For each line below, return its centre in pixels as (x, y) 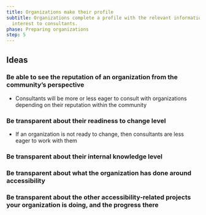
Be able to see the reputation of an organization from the (92, 77)
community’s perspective (45, 85)
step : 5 (16, 35)
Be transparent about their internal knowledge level (84, 157)
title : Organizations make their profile (60, 12)
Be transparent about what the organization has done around (99, 173)
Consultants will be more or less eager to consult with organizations (101, 98)
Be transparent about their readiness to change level (86, 120)
